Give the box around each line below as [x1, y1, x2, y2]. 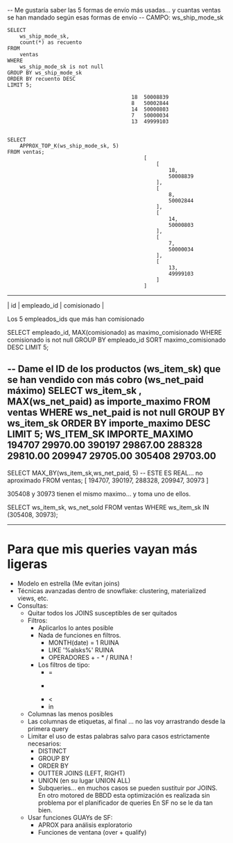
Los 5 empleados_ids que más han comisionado [7, 315, 145, 323]
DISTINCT [37, 746, 67, 755]
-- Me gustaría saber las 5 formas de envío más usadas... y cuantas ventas [7, 6, 221, 14]
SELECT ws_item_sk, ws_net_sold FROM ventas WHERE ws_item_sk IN [7, 503, 209, 511]
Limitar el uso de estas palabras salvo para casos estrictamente [27, 732, 210, 740]
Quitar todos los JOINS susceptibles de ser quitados [27, 608, 178, 617]
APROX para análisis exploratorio [37, 821, 133, 829]
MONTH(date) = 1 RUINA [48, 638, 119, 647]
